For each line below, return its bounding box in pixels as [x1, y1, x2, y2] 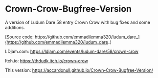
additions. [5, 24, 25, 30]
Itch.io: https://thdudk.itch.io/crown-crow [5, 58, 88, 63]
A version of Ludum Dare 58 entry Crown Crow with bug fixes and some [5, 19, 151, 25]
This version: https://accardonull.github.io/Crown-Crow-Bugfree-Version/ [5, 67, 153, 73]
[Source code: [5, 34, 34, 40]
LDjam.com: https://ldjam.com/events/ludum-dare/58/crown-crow [5, 48, 138, 54]
